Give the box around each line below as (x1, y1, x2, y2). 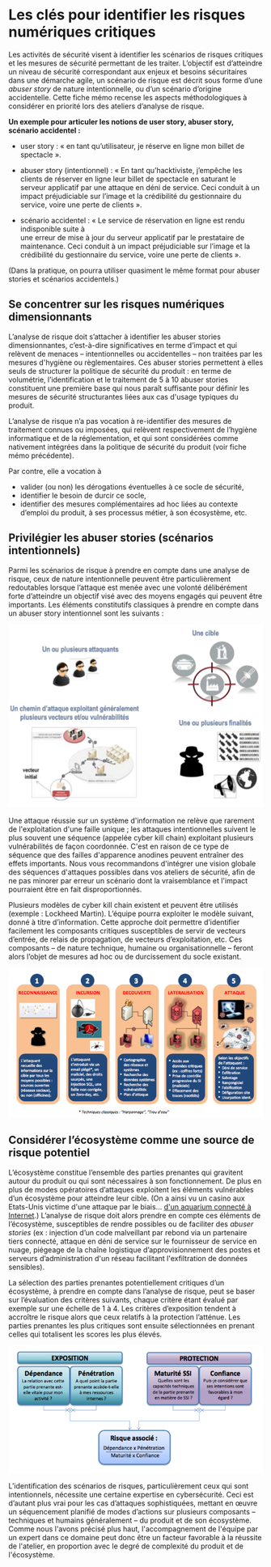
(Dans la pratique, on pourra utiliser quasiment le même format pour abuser (8, 265, 260, 275)
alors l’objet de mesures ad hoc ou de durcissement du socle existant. (8, 951, 242, 961)
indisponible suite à (19, 224, 85, 234)
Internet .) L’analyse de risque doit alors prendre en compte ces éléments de (8, 1210, 261, 1220)
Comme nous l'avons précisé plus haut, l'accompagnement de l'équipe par (8, 1524, 259, 1534)
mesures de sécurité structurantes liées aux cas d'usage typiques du (8, 392, 239, 401)
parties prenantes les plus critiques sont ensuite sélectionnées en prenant (8, 1320, 255, 1330)
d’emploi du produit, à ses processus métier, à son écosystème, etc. (19, 507, 248, 517)
